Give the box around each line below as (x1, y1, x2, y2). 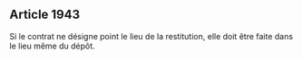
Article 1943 (9, 7, 81, 22)
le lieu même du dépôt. (9, 40, 95, 51)
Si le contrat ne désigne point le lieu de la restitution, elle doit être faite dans (9, 30, 293, 41)
